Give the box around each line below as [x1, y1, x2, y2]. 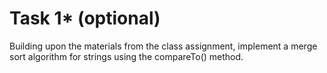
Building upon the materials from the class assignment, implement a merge [9, 40, 318, 52]
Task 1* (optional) [9, 7, 161, 30]
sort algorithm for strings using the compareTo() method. [9, 50, 244, 62]
